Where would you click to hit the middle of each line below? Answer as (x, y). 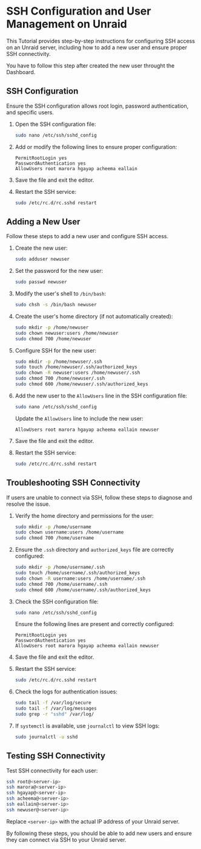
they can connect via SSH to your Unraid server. (66, 839)
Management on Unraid (67, 24)
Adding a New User (43, 222)
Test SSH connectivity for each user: (52, 771)
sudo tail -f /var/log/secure (53, 703)
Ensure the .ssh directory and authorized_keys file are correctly (94, 550)
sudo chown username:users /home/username (69, 532)
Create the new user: (41, 248)
